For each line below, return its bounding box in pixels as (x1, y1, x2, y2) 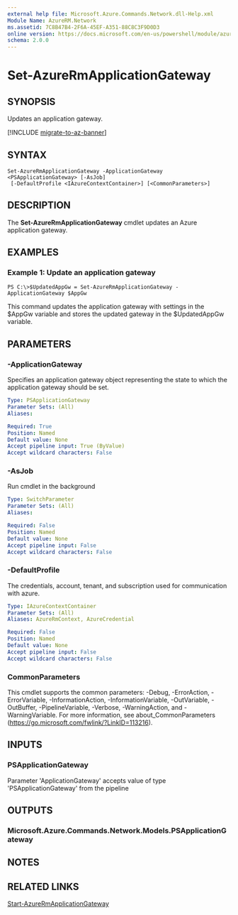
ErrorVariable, (7, 695, 48, 704)
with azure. (7, 589, 40, 597)
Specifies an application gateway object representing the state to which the (7, 376, 228, 384)
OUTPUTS (7, 804, 53, 817)
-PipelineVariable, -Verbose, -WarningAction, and (38, 703, 183, 712)
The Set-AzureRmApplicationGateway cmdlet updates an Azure (7, 218, 198, 227)
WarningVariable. (7, 711, 58, 720)
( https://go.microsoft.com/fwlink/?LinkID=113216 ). (7, 718, 153, 727)
